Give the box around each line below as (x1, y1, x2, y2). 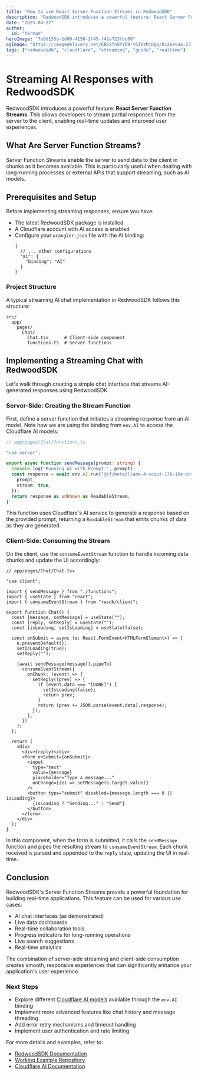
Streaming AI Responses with (6, 72, 154, 86)
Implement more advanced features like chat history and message (14, 1008, 176, 1015)
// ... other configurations (20, 249, 92, 255)
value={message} (32, 769, 72, 776)
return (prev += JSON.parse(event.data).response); (37, 702, 167, 708)
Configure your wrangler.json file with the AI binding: (14, 232, 144, 239)
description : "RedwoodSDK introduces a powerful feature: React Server (6, 14, 186, 20)
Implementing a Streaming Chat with (6, 356, 143, 366)
